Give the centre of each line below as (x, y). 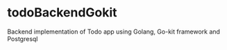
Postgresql (23, 38)
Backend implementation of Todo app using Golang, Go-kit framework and (114, 32)
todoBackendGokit (62, 13)
